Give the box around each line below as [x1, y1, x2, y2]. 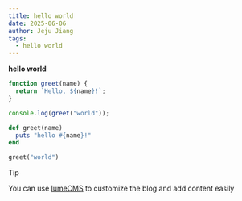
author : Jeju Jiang [8, 27, 74, 35]
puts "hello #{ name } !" [15, 131, 92, 140]
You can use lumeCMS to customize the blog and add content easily [8, 183, 235, 194]
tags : [8, 34, 27, 43]
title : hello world [8, 11, 74, 20]
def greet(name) [8, 124, 63, 132]
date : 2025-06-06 [8, 19, 67, 27]
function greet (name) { [8, 80, 88, 88]
